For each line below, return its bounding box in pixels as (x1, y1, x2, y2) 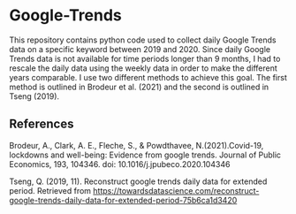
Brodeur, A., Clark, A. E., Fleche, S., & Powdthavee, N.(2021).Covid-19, (9, 140, 264, 150)
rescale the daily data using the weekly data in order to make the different (9, 63, 278, 73)
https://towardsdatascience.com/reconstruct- (92, 185, 260, 195)
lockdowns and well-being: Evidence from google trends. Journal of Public (9, 149, 281, 160)
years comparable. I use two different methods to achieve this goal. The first (9, 72, 287, 82)
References (9, 117, 74, 132)
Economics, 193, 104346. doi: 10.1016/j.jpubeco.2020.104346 (9, 158, 231, 169)
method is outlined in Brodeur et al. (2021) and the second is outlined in (9, 81, 269, 92)
